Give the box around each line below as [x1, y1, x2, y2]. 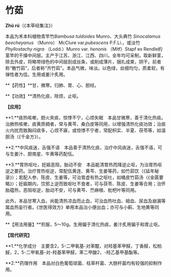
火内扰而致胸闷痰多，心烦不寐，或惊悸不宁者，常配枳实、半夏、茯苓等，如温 [5, 127, 166, 133]
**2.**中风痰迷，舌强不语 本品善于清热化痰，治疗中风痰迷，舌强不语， [5, 144, 158, 150]
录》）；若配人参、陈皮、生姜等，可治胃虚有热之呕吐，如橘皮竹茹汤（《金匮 [5, 174, 159, 180]
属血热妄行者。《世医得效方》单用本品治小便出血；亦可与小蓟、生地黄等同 [5, 204, 159, 210]
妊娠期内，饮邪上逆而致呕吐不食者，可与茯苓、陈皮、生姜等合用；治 [18, 180, 161, 187]
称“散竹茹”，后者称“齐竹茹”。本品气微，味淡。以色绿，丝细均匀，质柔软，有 [5, 65, 165, 71]
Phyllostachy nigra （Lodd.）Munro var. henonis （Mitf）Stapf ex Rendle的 [5, 46, 163, 52]
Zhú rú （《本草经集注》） [5, 22, 55, 28]
